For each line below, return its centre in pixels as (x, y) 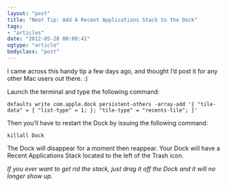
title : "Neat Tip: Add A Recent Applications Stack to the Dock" (102, 20)
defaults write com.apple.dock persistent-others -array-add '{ (101, 104)
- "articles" (26, 33)
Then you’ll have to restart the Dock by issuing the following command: (108, 123)
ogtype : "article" (33, 45)
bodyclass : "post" (33, 52)
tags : (15, 26)
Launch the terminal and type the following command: (83, 91)
